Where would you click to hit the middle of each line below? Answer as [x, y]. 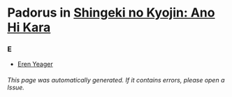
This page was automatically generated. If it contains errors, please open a [116, 80]
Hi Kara [29, 27]
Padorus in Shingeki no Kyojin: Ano [111, 13]
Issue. [16, 87]
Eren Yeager [35, 64]
